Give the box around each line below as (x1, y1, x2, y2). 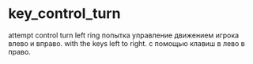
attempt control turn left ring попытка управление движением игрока (8, 30, 240, 40)
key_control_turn (8, 5, 121, 23)
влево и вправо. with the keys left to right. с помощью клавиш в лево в (8, 38, 245, 48)
